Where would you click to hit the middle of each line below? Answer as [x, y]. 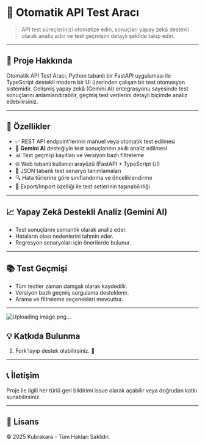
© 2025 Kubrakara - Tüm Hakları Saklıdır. [58, 436]
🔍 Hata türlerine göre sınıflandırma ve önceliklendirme [84, 177]
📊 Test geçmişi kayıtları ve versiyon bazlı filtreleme [80, 155]
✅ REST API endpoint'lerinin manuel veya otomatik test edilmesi [95, 141]
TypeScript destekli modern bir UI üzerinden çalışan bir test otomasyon [96, 82]
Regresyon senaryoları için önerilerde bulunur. [73, 243]
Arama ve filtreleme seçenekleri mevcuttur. [69, 300]
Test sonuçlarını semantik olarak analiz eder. [71, 230]
